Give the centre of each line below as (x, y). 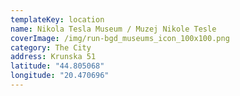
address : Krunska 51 (53, 57)
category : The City (51, 47)
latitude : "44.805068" (57, 66)
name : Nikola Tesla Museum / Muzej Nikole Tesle (113, 29)
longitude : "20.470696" (60, 76)
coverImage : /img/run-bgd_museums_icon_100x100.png (120, 38)
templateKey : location (57, 19)
